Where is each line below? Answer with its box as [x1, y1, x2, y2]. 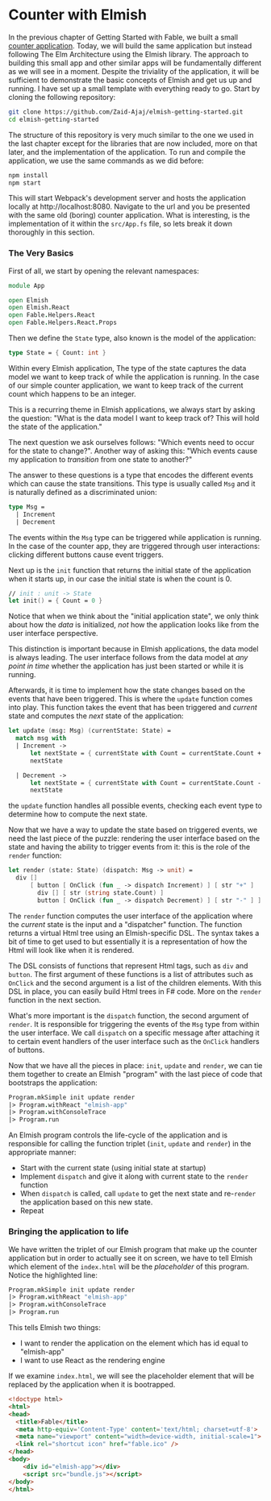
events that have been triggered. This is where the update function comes [8, 694, 253, 704]
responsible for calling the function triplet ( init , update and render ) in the [8, 1139, 252, 1149]
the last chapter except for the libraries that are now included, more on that [8, 139, 258, 148]
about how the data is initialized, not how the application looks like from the [8, 620, 260, 630]
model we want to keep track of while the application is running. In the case [8, 372, 260, 381]
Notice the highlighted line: [8, 1270, 98, 1279]
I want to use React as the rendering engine [19, 1356, 165, 1366]
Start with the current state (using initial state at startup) [19, 1163, 206, 1173]
